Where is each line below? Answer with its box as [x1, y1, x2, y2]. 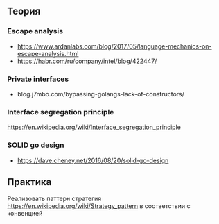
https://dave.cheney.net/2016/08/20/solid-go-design [17, 156, 169, 164]
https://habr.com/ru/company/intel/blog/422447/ [17, 57, 157, 65]
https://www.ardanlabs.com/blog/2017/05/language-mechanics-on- [17, 42, 213, 51]
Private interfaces [7, 74, 69, 84]
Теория [7, 6, 41, 17]
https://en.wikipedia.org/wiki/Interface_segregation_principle [7, 123, 182, 131]
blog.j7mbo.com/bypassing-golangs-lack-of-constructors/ [17, 89, 185, 98]
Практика [7, 176, 52, 188]
